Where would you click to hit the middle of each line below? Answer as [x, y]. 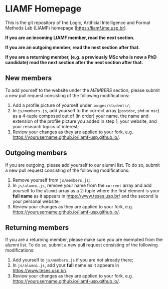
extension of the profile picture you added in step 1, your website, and [85, 121]
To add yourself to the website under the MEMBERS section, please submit [82, 90]
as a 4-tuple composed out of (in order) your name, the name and [80, 116]
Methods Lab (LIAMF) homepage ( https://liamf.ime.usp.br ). [66, 28]
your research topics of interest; [46, 126]
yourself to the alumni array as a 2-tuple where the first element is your [86, 190]
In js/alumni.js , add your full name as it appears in [66, 265]
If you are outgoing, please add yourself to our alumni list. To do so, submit [82, 165]
